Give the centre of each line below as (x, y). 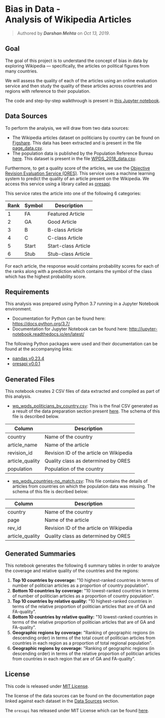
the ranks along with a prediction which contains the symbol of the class (79, 271)
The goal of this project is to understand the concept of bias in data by (77, 61)
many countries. (21, 71)
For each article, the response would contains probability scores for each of (82, 266)
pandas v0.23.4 (28, 359)
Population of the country (74, 469)
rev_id (15, 528)
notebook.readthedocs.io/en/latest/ (48, 334)
